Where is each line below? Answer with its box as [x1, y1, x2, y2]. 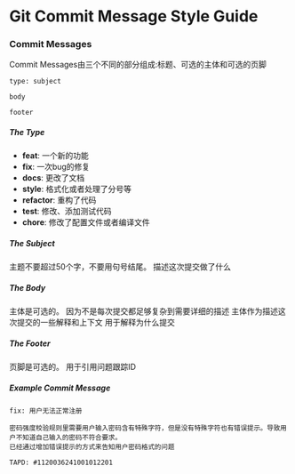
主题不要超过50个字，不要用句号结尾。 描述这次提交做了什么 [9, 261, 232, 272]
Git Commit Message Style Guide [9, 6, 259, 27]
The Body [9, 283, 46, 293]
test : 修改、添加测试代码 [21, 206, 113, 217]
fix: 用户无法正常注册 [9, 406, 83, 415]
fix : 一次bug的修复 [21, 162, 91, 173]
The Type [9, 127, 45, 138]
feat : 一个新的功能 [21, 150, 89, 161]
